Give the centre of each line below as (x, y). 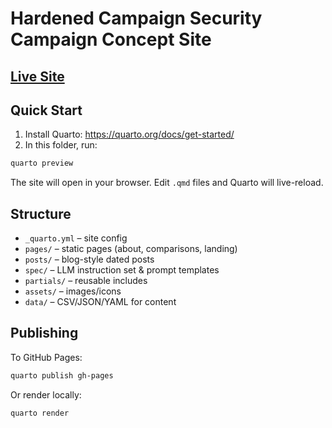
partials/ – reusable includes (86, 281)
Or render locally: (46, 394)
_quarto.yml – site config (76, 238)
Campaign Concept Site (111, 39)
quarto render (40, 413)
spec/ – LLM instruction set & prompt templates (122, 270)
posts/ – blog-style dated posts (89, 259)
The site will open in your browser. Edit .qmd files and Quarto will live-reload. (167, 183)
